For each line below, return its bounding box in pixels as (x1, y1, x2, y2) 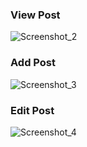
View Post (10, 8, 61, 22)
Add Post (10, 56, 56, 70)
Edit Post (10, 103, 55, 117)
